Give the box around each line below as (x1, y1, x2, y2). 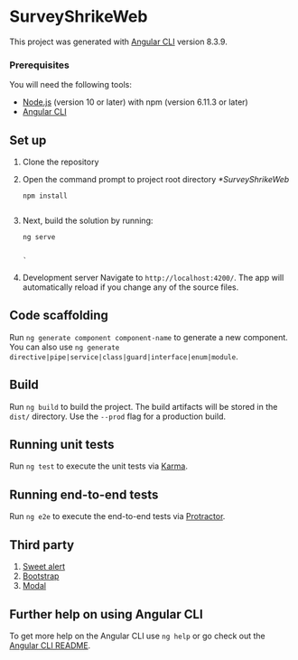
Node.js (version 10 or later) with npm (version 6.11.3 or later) (22, 97, 248, 107)
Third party (9, 537, 75, 553)
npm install (22, 191, 68, 200)
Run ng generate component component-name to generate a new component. (9, 331, 289, 342)
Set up (9, 133, 47, 148)
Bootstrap (22, 571, 60, 581)
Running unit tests (9, 437, 115, 452)
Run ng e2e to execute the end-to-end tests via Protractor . (9, 511, 226, 522)
